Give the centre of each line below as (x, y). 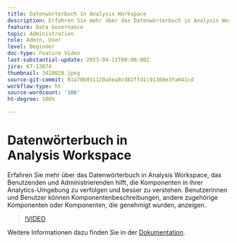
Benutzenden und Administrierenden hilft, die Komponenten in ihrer (105, 182)
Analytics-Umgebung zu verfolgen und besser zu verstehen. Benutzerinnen (117, 190)
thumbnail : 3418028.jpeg (44, 73)
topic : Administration (41, 34)
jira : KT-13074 (30, 66)
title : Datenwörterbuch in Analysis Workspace (77, 14)
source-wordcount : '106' (44, 93)
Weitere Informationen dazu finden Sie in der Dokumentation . (96, 232)
